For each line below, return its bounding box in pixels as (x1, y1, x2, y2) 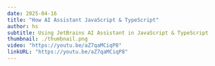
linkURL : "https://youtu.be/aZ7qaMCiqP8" (7, 49, 129, 56)
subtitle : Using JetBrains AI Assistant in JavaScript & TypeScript (7, 29, 209, 36)
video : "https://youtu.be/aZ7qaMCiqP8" (7, 42, 122, 49)
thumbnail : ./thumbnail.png (7, 36, 88, 43)
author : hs (7, 23, 39, 30)
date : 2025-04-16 (7, 10, 57, 17)
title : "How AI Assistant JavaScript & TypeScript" (7, 16, 159, 23)
